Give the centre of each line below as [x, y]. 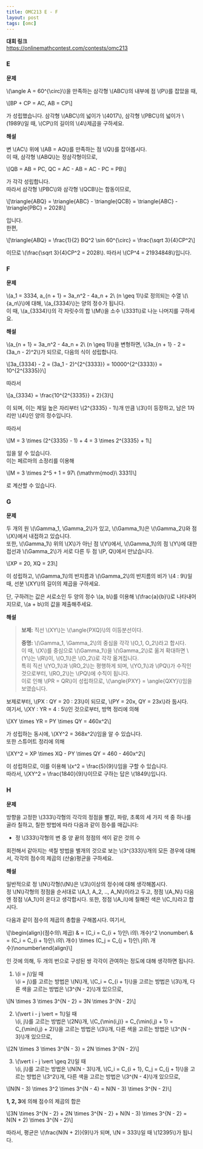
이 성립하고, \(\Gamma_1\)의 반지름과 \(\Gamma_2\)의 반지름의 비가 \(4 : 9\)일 [99, 576]
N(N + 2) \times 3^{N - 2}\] [40, 1120]
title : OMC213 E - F [32, 12]
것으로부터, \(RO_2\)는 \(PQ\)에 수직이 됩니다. [75, 674]
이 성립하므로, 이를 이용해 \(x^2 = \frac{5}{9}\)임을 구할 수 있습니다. [87, 766]
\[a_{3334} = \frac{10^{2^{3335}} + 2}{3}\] [60, 395]
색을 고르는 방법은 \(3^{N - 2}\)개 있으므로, [72, 989]
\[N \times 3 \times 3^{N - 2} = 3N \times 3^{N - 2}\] [71, 1001]
